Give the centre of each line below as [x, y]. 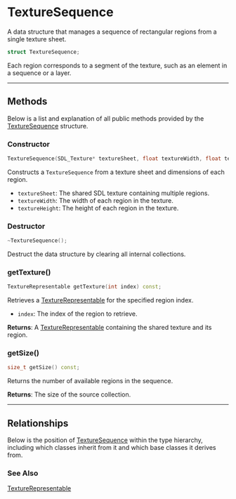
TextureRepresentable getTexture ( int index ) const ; [84, 287]
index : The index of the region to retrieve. [77, 314]
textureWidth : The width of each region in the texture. [96, 200]
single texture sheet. [37, 39]
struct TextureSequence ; [44, 52]
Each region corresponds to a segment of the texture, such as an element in [117, 65]
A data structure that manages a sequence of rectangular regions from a [112, 32]
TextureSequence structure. [48, 126]
